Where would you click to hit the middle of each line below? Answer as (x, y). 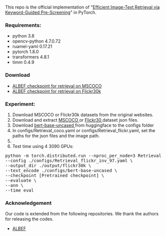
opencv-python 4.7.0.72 (36, 41)
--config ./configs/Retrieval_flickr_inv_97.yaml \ (69, 161)
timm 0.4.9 (23, 62)
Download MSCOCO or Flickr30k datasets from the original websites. (83, 115)
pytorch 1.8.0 (25, 52)
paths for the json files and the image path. (56, 136)
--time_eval (20, 190)
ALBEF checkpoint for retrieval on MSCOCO (57, 86)
